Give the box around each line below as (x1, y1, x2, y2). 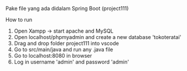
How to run (5, 16, 33, 23)
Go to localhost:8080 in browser (13, 52, 92, 59)
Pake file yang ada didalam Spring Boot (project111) (5, 5, 129, 12)
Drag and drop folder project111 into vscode (13, 40, 120, 47)
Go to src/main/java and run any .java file (13, 46, 114, 53)
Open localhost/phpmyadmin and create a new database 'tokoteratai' (13, 34, 182, 40)
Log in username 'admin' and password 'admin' (13, 58, 130, 65)
